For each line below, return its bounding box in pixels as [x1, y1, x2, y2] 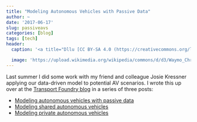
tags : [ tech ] [6, 36, 38, 41]
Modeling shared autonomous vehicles [14, 103, 108, 110]
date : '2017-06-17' [6, 19, 54, 25]
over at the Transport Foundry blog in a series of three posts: [6, 85, 154, 92]
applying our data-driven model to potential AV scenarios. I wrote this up [6, 79, 182, 86]
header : [6, 41, 25, 47]
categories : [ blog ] [6, 30, 54, 36]
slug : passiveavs [6, 25, 49, 31]
